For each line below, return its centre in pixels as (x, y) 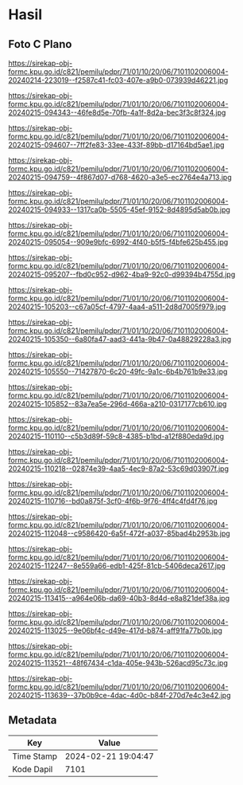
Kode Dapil (33, 769)
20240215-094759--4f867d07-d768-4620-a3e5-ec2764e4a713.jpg (120, 177)
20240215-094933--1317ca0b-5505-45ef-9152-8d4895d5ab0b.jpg (119, 210)
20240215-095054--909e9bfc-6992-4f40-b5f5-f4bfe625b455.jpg (118, 242)
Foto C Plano (40, 44)
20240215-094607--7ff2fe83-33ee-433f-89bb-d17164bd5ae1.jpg (116, 145)
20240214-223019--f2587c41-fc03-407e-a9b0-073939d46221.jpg (118, 80)
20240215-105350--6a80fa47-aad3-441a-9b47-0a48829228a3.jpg (120, 339)
